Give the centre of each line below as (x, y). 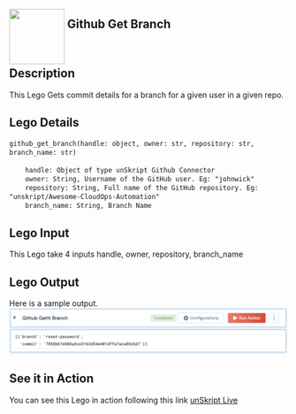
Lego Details (44, 123)
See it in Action (52, 379)
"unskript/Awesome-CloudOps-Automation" (85, 197)
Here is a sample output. (54, 303)
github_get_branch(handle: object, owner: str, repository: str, (132, 144)
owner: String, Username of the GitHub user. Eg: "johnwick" (140, 180)
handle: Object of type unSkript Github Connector (120, 171)
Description (42, 74)
